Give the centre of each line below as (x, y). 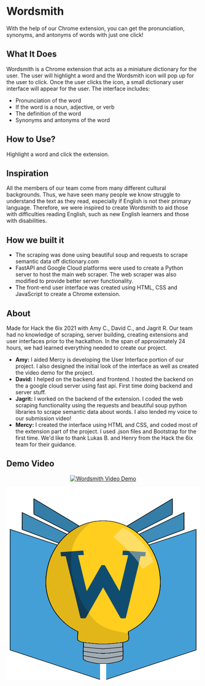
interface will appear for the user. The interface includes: (78, 88)
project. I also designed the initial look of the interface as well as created (107, 366)
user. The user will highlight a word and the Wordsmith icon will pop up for (100, 76)
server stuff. (31, 392)
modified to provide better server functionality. (74, 281)
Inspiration (28, 173)
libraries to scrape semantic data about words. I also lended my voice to (106, 412)
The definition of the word (48, 113)
